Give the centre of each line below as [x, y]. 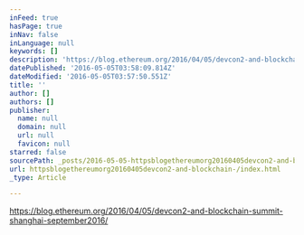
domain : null [42, 127]
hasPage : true [36, 26]
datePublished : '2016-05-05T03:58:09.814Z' [93, 69]
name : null [38, 118]
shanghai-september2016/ [59, 221]
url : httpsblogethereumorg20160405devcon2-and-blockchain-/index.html [145, 169]
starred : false [38, 152]
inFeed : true [34, 18]
